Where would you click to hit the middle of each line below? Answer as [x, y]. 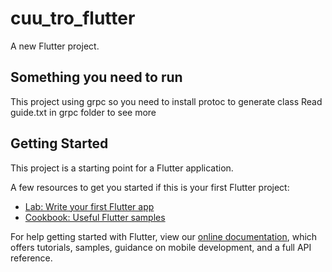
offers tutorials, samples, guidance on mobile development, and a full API [161, 247]
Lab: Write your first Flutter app [89, 206]
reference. [31, 258]
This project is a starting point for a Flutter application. [122, 168]
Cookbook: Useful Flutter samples [95, 217]
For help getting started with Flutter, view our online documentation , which [164, 236]
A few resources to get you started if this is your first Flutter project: [150, 187]
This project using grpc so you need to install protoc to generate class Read [166, 101]
